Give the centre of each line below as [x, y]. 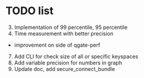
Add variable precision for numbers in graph [68, 63]
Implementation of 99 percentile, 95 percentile [71, 27]
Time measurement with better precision [64, 33]
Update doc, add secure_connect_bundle [64, 69]
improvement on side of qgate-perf [57, 45]
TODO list [30, 11]
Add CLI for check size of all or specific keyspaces [76, 56]
